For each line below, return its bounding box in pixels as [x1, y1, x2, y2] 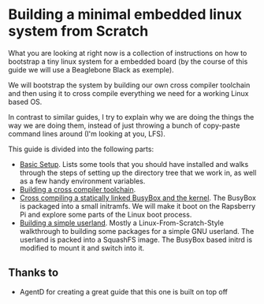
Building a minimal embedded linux [8, 6, 243, 24]
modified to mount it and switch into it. [19, 243, 145, 253]
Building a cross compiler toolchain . [19, 184, 136, 194]
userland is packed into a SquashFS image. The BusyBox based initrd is [19, 235, 253, 244]
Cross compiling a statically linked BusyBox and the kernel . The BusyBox [19, 193, 256, 202]
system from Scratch [8, 22, 149, 40]
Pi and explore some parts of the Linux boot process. [19, 209, 192, 219]
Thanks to [8, 266, 59, 280]
